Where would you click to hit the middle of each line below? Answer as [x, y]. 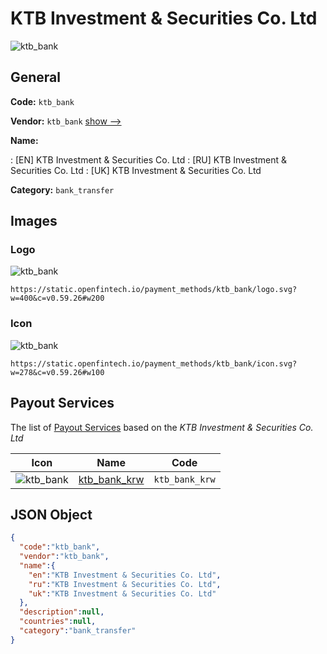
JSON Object [51, 514]
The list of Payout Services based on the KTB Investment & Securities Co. [162, 427]
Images [34, 221]
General [36, 77]
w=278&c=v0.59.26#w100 [57, 372]
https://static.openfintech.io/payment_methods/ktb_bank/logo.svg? [154, 290]
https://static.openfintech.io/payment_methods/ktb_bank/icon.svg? [154, 363]
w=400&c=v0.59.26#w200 [57, 298]
